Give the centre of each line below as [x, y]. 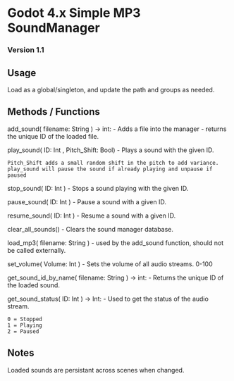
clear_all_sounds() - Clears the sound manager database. [91, 229]
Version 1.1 [26, 50]
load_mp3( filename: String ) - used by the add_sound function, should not [116, 243]
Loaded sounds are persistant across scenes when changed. [96, 370]
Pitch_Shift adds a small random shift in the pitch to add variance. [113, 163]
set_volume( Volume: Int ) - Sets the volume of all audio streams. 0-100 [110, 264]
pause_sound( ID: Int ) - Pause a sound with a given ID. [87, 201]
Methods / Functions [54, 112]
